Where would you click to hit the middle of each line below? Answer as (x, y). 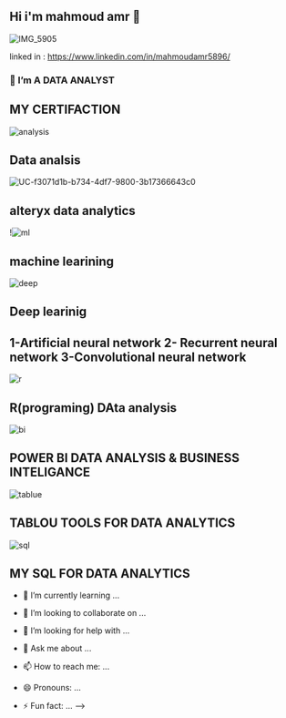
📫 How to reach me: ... (66, 667)
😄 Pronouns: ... (52, 688)
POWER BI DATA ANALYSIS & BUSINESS (124, 458)
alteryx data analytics (73, 210)
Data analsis (45, 160)
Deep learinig (48, 312)
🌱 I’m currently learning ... (71, 595)
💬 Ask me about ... (57, 649)
